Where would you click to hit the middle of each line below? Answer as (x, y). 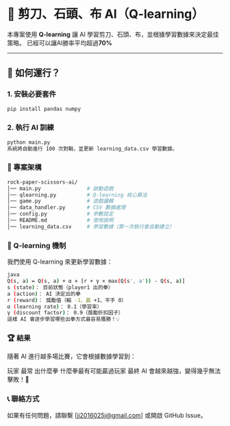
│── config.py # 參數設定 (61, 214)
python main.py (29, 142)
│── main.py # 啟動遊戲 (61, 188)
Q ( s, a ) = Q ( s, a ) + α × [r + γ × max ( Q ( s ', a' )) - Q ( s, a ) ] (96, 281)
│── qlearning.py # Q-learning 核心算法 (77, 195)
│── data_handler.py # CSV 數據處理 (66, 208)
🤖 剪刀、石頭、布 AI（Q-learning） (105, 14)
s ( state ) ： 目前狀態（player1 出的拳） (60, 287)
